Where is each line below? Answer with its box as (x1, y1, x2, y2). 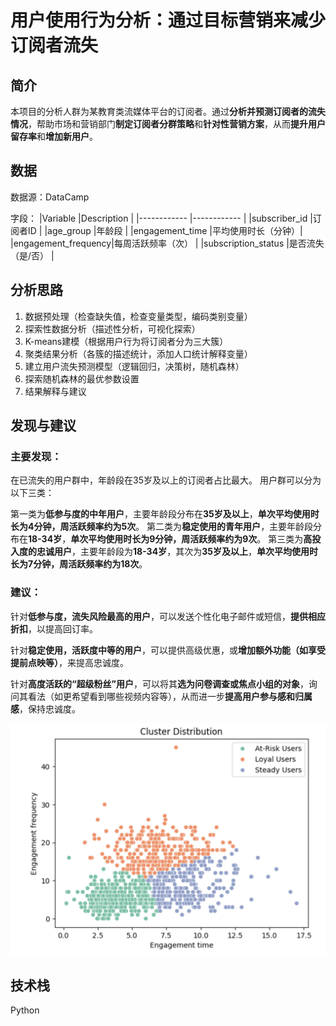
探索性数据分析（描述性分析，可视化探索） (24, 322, 201, 335)
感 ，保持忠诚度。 (10, 702, 81, 715)
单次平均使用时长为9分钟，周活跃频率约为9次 (70, 533, 258, 545)
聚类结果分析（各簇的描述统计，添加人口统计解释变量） (24, 347, 253, 360)
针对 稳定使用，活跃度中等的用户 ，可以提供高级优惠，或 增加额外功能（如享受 (10, 644, 326, 656)
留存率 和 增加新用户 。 (10, 131, 98, 142)
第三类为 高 (268, 533, 313, 545)
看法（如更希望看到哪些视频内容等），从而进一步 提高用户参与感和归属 (27, 690, 313, 702)
